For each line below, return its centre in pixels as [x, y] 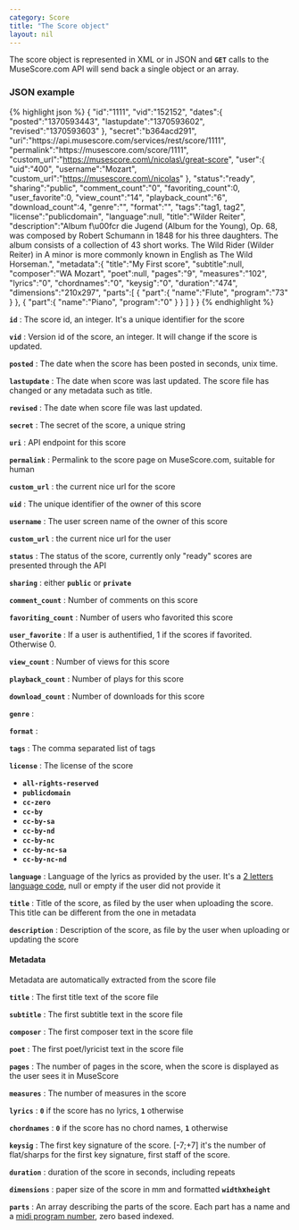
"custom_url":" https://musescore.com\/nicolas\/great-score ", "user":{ [137, 159]
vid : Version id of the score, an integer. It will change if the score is [133, 336]
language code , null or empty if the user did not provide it [115, 886]
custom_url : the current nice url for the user [90, 539]
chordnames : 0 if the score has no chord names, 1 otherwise [119, 1127]
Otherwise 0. [33, 644]
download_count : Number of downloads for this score [107, 696]
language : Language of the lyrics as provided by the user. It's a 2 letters [141, 876]
